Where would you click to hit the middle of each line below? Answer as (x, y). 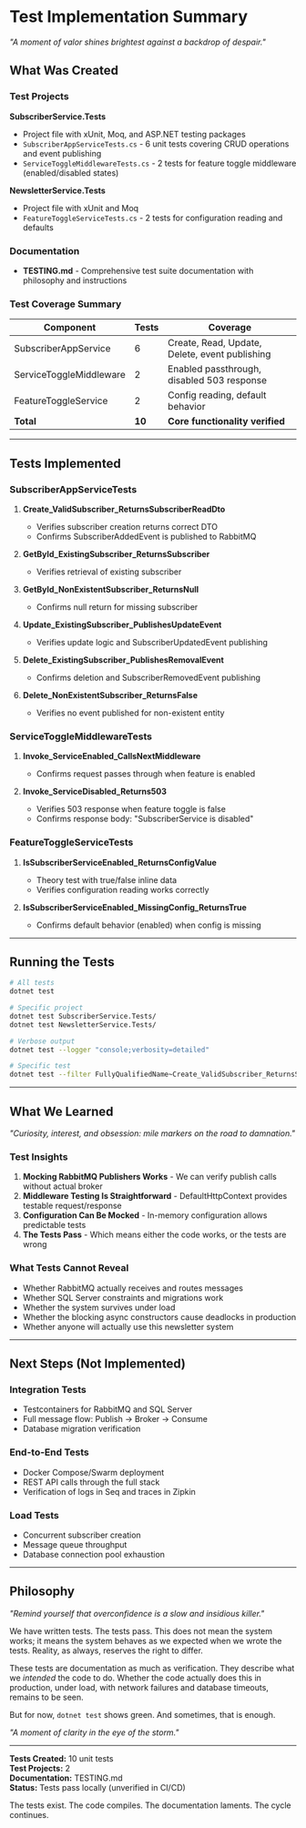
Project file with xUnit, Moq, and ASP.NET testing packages (134, 134)
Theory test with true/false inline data (107, 879)
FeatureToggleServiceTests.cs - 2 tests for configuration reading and (153, 218)
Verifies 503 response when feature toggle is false (131, 809)
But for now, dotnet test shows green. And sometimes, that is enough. (143, 1714)
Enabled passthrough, (215, 369)
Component (70, 328)
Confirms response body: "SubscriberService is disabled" (145, 819)
